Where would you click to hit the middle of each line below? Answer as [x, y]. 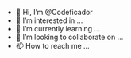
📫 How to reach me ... [52, 46]
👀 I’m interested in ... [49, 20]
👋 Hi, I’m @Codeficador [54, 12]
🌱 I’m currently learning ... [58, 29]
